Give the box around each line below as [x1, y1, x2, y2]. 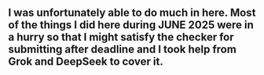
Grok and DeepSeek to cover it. [8, 55, 163, 69]
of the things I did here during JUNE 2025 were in [8, 19, 254, 32]
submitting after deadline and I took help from [8, 43, 237, 56]
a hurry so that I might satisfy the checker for [8, 30, 234, 44]
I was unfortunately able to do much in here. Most [8, 6, 256, 20]
